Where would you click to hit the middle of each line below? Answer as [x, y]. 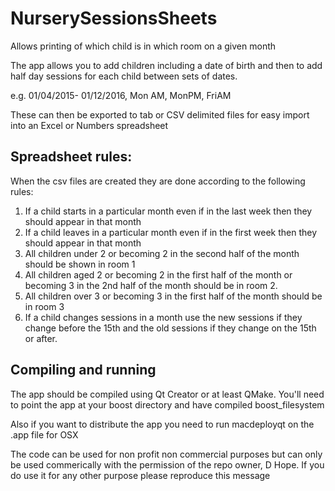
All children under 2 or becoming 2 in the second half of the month [162, 253]
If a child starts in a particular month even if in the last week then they [168, 211]
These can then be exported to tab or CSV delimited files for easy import [160, 114]
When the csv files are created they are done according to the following [158, 181]
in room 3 [44, 306]
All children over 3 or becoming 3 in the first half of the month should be [173, 296]
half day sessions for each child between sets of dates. [124, 76]
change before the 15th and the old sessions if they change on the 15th [170, 328]
